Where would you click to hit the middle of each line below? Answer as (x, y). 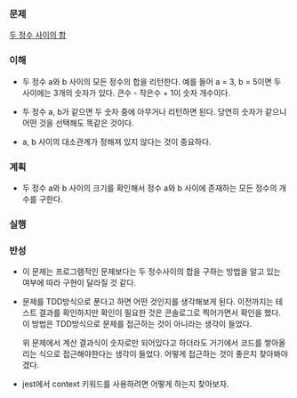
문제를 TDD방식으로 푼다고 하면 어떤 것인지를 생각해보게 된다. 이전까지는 (148, 302)
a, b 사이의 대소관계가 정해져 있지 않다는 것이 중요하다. (116, 142)
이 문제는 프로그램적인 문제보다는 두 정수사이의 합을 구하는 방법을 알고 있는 (152, 272)
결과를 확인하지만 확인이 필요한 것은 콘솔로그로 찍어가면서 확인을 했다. (160, 313)
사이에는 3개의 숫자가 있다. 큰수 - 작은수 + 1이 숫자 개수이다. (126, 93)
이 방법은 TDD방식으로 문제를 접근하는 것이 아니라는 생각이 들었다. (137, 324)
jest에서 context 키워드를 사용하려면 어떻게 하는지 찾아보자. (125, 384)
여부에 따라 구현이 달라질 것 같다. (79, 283)
